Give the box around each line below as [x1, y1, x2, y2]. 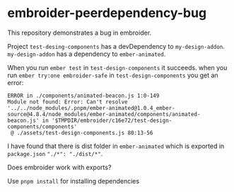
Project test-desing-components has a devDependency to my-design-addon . [7, 42, 225, 50]
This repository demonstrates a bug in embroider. [7, 28, 152, 37]
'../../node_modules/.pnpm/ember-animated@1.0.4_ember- [7, 104, 175, 111]
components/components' [7, 123, 78, 130]
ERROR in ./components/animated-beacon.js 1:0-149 [7, 92, 160, 99]
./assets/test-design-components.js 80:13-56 [16, 129, 153, 136]
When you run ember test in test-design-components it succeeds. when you [7, 63, 228, 72]
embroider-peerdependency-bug [7, 5, 207, 21]
